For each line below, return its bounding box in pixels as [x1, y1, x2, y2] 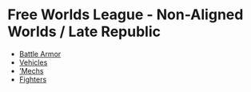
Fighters [18, 74, 47, 84]
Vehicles [18, 58, 48, 67]
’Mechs [18, 66, 44, 75]
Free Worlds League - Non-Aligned [7, 6, 244, 24]
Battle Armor [18, 49, 62, 58]
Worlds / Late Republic [7, 22, 161, 41]
